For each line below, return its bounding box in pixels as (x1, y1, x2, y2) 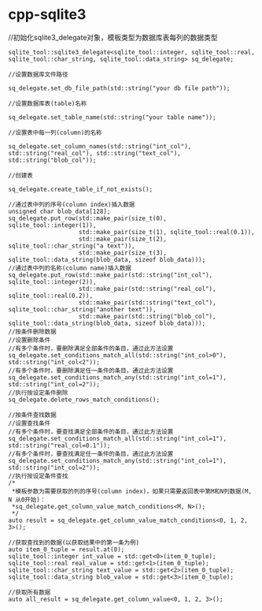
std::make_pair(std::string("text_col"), (78, 298, 216, 307)
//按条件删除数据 (8, 327, 57, 336)
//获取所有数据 (8, 588, 51, 596)
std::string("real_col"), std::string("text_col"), (8, 149, 181, 157)
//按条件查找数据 (8, 411, 57, 419)
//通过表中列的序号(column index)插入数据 (8, 200, 135, 208)
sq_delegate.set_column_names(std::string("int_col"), (8, 142, 192, 151)
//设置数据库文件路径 (8, 70, 68, 78)
